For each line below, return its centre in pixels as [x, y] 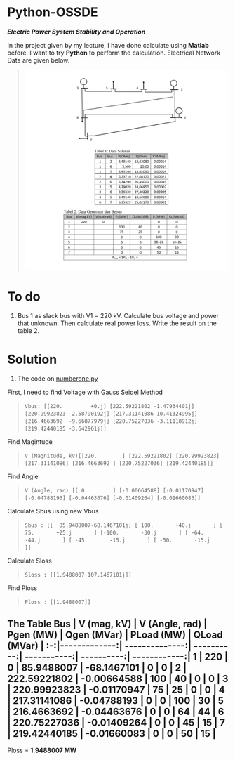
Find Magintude [30, 442]
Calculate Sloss [30, 561]
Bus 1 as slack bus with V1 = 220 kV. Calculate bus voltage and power [118, 316]
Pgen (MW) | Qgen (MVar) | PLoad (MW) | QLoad [115, 635]
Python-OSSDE [53, 12]
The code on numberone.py [58, 379]
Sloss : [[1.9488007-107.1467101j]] [78, 575]
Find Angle [23, 477]
